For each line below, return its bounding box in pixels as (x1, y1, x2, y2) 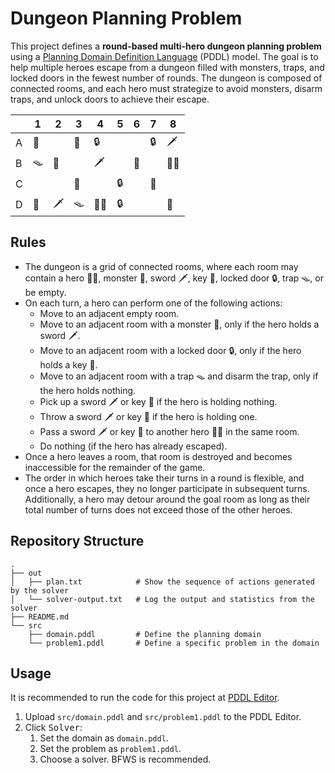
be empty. (24, 286, 67, 298)
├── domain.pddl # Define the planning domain (28, 629, 262, 639)
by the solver (10, 585, 70, 596)
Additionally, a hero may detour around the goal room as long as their (24, 493, 311, 505)
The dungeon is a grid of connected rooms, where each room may (24, 260, 299, 272)
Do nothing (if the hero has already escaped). (39, 440, 228, 452)
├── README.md (10, 612, 70, 622)
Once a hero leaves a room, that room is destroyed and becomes (24, 450, 293, 462)
